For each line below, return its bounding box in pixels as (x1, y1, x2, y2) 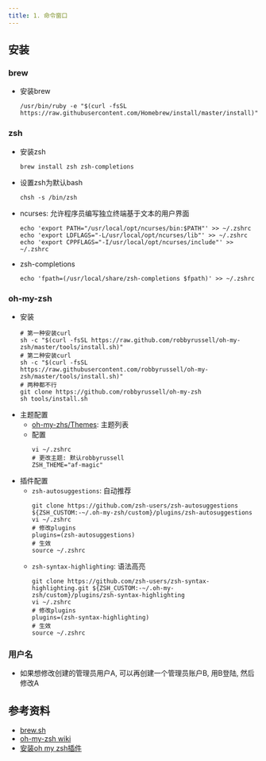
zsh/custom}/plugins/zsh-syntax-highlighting (31, 591, 185, 599)
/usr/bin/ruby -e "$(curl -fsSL (19, 103, 127, 111)
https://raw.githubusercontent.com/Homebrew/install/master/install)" (19, 109, 259, 118)
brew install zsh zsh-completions (19, 162, 134, 171)
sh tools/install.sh (19, 394, 88, 402)
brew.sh (19, 725, 46, 736)
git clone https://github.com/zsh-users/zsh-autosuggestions (31, 502, 238, 510)
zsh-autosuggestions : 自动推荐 (31, 486, 132, 495)
